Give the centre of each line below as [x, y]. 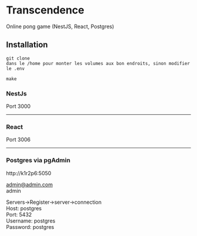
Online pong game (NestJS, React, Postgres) [60, 26]
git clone [18, 58]
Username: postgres [31, 221]
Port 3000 [18, 107]
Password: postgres [30, 227]
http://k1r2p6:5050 [29, 173]
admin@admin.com [29, 184]
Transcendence [45, 10]
